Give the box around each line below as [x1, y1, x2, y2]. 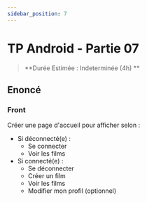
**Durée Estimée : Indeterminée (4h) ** [24, 64, 140, 72]
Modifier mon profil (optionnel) [27, 187, 117, 195]
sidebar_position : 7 [7, 10, 68, 18]
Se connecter [27, 142, 67, 151]
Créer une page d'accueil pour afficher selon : [7, 121, 141, 130]
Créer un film [27, 172, 66, 180]
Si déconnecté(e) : [17, 135, 71, 143]
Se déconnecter [27, 164, 75, 173]
